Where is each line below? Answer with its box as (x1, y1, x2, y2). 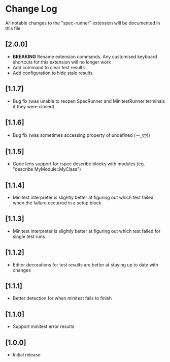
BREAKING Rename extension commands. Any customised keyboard (12, 53, 157, 59)
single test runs (12, 233, 45, 239)
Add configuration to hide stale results (12, 70, 93, 76)
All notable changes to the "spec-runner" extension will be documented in (5, 20, 160, 26)
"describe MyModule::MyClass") (12, 166, 81, 172)
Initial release (12, 352, 41, 358)
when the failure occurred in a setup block (12, 200, 101, 206)
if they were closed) (12, 103, 55, 109)
